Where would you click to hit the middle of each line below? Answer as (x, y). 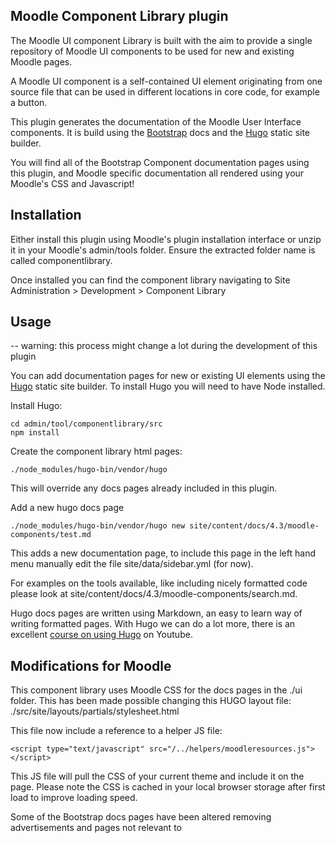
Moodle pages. (41, 61)
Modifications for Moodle (91, 665)
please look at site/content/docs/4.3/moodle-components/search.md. (154, 594)
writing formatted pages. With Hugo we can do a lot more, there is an (153, 624)
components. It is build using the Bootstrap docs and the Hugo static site (160, 132)
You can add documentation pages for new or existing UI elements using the (168, 376)
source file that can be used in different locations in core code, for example (165, 91)
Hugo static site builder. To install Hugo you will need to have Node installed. (168, 386)
